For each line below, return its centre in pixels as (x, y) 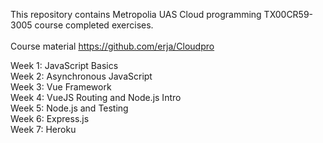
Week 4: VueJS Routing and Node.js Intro (96, 97)
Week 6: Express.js (50, 118)
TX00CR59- (288, 14)
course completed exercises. (94, 25)
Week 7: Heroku (43, 129)
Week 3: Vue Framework (61, 87)
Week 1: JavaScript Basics (64, 65)
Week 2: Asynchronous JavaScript (81, 76)
